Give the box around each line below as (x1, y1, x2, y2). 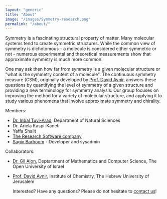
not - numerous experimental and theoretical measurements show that (5, 51, 151, 57)
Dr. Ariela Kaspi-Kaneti (12, 123, 60, 129)
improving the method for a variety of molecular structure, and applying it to (5, 93, 162, 99)
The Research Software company (12, 133, 82, 139)
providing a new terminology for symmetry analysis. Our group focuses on (5, 87, 159, 93)
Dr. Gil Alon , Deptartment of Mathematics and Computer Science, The (12, 158, 157, 164)
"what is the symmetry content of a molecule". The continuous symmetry (5, 71, 156, 78)
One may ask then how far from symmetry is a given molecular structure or (5, 66, 160, 72)
